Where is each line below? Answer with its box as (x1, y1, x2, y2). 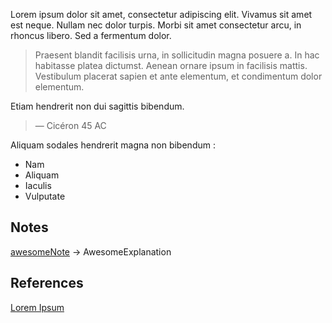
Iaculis (24, 180, 52, 191)
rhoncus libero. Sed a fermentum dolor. (10, 30, 172, 41)
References (10, 275, 84, 292)
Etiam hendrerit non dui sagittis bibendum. (10, 100, 185, 112)
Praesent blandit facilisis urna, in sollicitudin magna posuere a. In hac (34, 49, 320, 61)
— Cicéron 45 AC (34, 120, 107, 131)
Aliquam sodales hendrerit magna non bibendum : (10, 139, 216, 151)
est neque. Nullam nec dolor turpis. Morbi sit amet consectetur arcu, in (10, 19, 302, 31)
